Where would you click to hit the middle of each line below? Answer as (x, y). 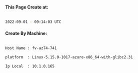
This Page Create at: (27, 7)
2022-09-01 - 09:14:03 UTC (33, 22)
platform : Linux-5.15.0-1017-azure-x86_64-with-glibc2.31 (69, 57)
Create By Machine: (26, 33)
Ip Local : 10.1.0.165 (30, 66)
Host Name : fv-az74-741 (31, 48)
